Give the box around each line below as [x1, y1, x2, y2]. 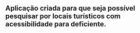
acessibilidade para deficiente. [5, 20, 107, 28]
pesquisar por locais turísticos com [5, 12, 121, 21]
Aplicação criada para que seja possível [5, 4, 135, 13]
